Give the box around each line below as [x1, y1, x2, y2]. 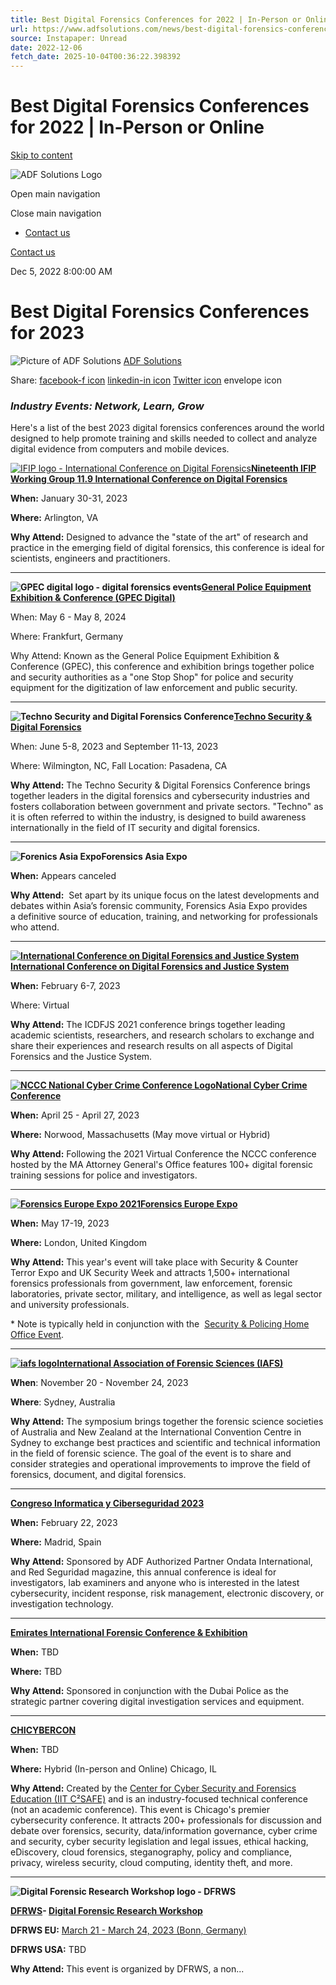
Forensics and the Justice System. [10, 1051, 153, 1063]
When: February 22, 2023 [10, 1517, 118, 1529]
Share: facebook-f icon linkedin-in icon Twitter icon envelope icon [10, 374, 283, 386]
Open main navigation [10, 188, 101, 200]
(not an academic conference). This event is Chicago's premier [10, 1804, 270, 1816]
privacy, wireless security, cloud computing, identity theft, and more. [10, 1857, 293, 1869]
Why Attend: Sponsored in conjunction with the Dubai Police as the [10, 1685, 290, 1697]
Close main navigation [10, 207, 102, 220]
